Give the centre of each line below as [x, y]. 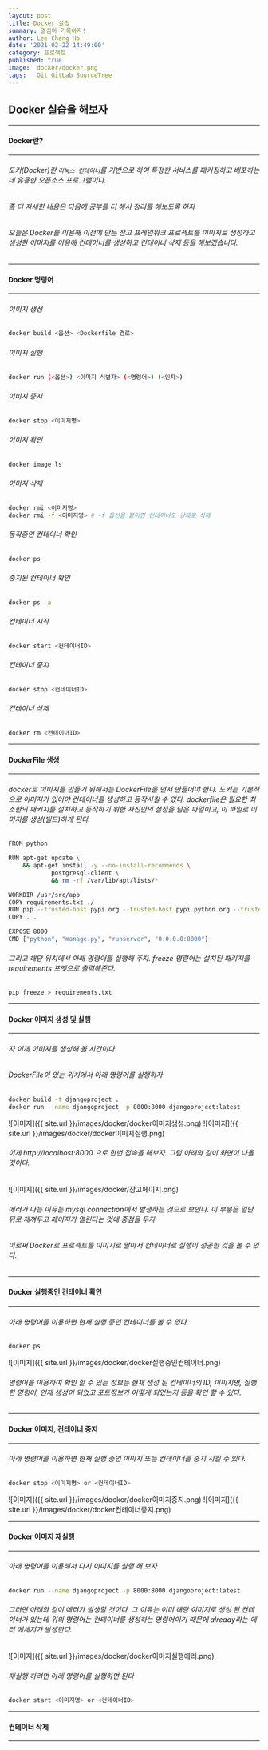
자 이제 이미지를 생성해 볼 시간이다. [63, 1048]
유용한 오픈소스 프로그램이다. [61, 180]
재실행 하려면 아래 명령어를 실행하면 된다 [71, 1676]
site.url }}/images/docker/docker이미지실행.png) [87, 1133]
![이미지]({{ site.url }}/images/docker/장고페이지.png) [94, 1189]
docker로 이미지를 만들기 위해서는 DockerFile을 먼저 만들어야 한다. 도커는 [123, 789]
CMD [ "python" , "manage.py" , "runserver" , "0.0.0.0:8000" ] [108, 939]
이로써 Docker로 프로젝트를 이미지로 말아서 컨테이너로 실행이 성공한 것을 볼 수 [130, 1246]
